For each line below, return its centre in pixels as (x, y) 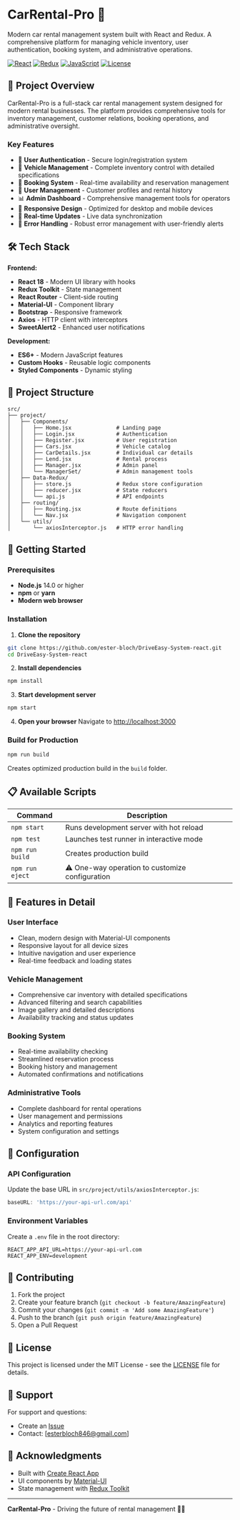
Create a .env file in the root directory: (64, 1236)
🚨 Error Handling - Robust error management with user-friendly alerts (120, 224)
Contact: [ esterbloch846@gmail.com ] (74, 1434)
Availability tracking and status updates (75, 1018)
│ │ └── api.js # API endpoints (86, 496)
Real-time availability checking (63, 1051)
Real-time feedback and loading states (75, 961)
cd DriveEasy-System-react (47, 654)
